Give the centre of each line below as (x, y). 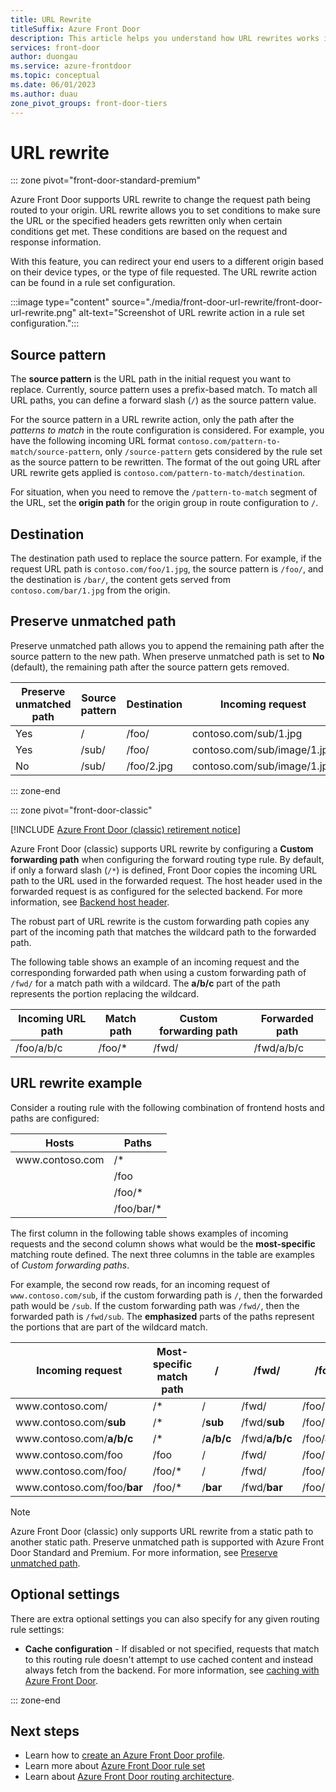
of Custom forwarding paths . (70, 1265)
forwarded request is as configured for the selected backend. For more (156, 891)
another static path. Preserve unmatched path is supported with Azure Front (167, 1542)
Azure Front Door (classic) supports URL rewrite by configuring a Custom (162, 848)
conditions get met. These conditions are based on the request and (149, 232)
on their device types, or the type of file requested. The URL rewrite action (164, 272)
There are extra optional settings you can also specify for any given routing (165, 1618)
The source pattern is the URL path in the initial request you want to (151, 379)
